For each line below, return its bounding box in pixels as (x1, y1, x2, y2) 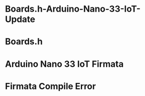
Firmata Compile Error (5, 80, 96, 92)
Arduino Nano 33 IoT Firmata (5, 58, 124, 69)
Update (5, 14, 36, 25)
